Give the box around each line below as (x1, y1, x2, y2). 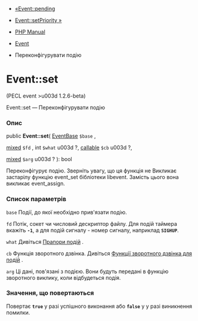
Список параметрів (6, 195, 67, 203)
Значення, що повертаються (6, 289, 94, 297)
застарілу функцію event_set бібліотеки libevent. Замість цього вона (6, 174, 179, 181)
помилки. (6, 308, 30, 316)
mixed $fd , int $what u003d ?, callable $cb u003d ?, (6, 144, 132, 152)
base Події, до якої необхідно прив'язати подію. (6, 208, 127, 216)
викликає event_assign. (6, 180, 66, 187)
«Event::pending (14, 5, 55, 12)
